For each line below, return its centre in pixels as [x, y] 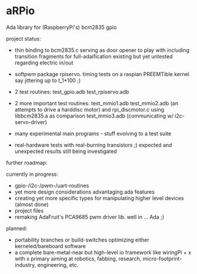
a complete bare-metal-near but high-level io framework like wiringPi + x [103, 252]
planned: [17, 228]
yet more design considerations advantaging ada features [84, 192]
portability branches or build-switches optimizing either [82, 240]
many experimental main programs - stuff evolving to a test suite [93, 133]
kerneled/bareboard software [50, 246]
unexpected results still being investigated [66, 151]
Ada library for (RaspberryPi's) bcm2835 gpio [61, 27]
